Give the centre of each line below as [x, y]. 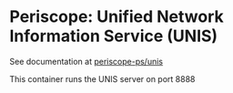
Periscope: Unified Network [117, 17]
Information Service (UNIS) [114, 36]
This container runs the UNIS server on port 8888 [102, 78]
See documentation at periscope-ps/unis [86, 61]
